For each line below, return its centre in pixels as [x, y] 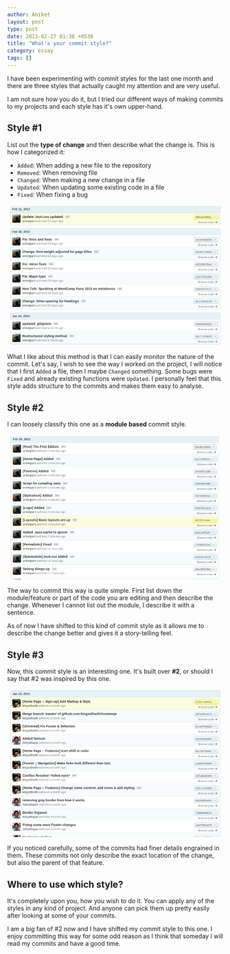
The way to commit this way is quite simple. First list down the [95, 591]
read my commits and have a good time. [64, 944]
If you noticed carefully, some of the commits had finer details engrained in [113, 848]
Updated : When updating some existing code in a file [91, 187]
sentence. [21, 613]
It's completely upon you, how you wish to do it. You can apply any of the [111, 901]
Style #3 [25, 654]
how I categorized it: [36, 152]
